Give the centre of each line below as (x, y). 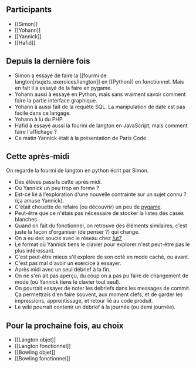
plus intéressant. (35, 251)
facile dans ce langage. (43, 113)
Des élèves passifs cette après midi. (58, 182)
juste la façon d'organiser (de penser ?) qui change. (77, 232)
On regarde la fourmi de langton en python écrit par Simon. (77, 171)
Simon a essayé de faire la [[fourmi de (60, 75)
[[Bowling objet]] (35, 352)
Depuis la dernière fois (48, 61)
